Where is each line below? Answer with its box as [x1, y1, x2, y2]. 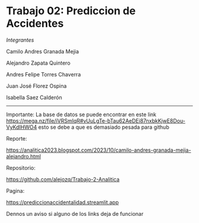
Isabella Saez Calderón [6, 94, 62, 101]
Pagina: [6, 187, 25, 194]
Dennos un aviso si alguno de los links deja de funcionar [6, 210, 144, 217]
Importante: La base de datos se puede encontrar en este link [6, 111, 157, 118]
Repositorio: [6, 164, 36, 171]
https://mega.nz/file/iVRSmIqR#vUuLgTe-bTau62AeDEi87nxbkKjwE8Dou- [6, 117, 185, 124]
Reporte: [6, 135, 28, 142]
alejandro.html [6, 152, 41, 160]
